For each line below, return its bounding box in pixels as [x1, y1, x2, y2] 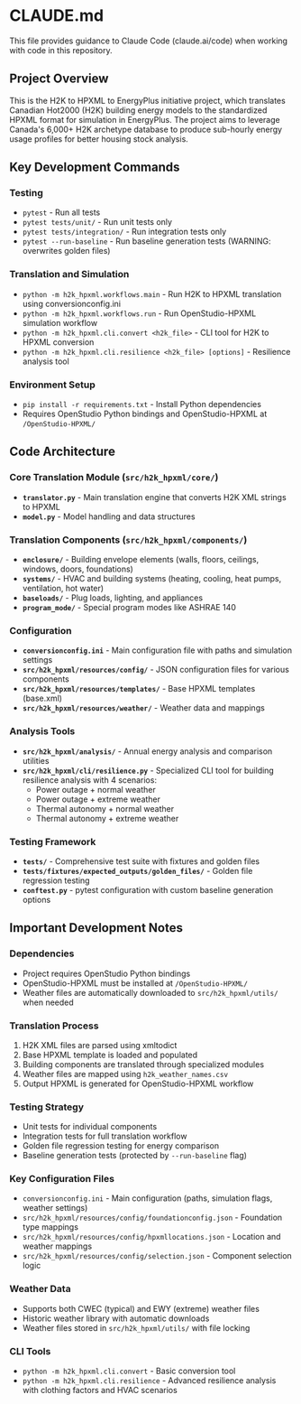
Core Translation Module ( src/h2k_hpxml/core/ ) [9, 471, 219, 484]
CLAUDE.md [9, 5, 105, 26]
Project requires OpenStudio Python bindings [22, 968, 191, 979]
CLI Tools [9, 1344, 51, 1357]
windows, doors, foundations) [22, 563, 133, 574]
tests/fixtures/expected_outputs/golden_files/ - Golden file [22, 865, 253, 876]
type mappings [22, 1222, 79, 1232]
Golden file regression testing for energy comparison [22, 1140, 220, 1151]
